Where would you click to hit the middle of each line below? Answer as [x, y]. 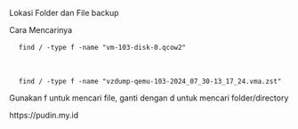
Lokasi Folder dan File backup [64, 13]
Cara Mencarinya [41, 30]
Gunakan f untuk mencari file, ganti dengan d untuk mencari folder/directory [149, 98]
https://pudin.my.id [44, 115]
